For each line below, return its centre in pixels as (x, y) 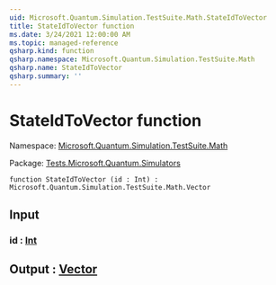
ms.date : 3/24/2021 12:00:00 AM (70, 34)
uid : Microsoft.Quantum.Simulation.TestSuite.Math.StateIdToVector (138, 18)
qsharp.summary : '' (46, 76)
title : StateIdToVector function (72, 26)
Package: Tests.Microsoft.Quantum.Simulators (95, 163)
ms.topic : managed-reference (64, 43)
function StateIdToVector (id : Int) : (84, 179)
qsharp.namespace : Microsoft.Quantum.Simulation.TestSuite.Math (132, 59)
